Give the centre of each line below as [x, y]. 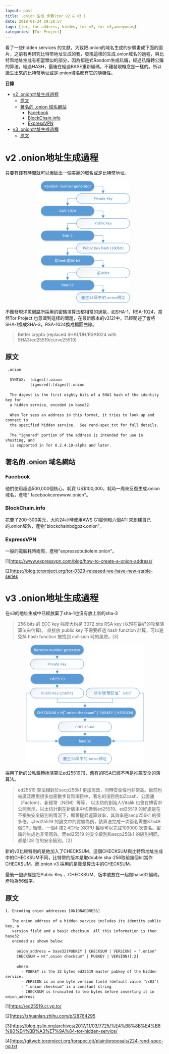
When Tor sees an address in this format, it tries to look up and [82, 415]
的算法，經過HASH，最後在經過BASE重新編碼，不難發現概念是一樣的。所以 [83, 67]
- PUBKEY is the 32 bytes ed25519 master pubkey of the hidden [89, 971]
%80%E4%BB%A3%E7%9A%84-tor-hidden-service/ [61, 1031]
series [12, 576]
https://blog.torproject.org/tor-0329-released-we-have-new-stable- [82, 571]
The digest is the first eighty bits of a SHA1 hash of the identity [84, 395]
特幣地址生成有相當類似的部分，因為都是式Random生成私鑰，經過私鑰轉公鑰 [84, 60]
